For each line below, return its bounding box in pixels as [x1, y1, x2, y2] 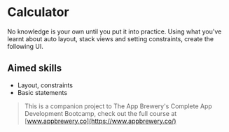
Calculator [7, 4, 69, 20]
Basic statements [17, 88, 68, 96]
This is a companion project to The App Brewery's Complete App [24, 102, 212, 110]
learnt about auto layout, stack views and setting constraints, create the [7, 34, 214, 43]
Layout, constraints [17, 81, 74, 89]
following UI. [7, 42, 43, 50]
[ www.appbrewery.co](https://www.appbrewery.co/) [24, 117, 176, 125]
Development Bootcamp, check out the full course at [24, 109, 177, 117]
